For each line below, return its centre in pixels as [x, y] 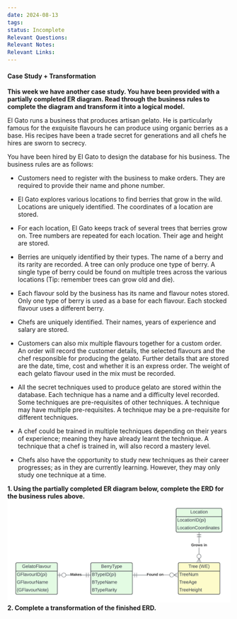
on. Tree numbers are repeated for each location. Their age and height [120, 236]
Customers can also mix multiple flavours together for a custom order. [120, 343]
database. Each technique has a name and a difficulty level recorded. [118, 395]
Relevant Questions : [38, 38]
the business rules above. [46, 496]
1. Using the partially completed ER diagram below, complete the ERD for [116, 489]
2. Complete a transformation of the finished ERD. [82, 608]
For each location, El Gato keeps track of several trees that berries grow [122, 228]
